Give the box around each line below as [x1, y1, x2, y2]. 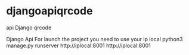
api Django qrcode [6, 24, 52, 31]
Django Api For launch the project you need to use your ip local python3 [6, 35, 183, 42]
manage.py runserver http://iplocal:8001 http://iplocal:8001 [6, 42, 151, 49]
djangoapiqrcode [6, 4, 93, 18]
